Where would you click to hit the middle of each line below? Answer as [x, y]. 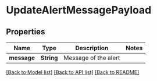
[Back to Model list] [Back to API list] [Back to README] [73, 72]
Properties [26, 32]
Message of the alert [92, 58]
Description [92, 48]
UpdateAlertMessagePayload [79, 10]
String [49, 58]
